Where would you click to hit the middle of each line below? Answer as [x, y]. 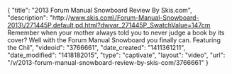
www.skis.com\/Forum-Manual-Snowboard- [135, 18]
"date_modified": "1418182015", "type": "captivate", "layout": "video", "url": [116, 55]
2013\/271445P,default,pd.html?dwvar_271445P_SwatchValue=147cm [109, 25]
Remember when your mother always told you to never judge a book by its [116, 32]
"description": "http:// [39, 18]
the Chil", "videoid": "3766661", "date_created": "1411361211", [96, 48]
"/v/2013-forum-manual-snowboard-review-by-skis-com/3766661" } [108, 62]
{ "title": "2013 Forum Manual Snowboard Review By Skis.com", [100, 10]
